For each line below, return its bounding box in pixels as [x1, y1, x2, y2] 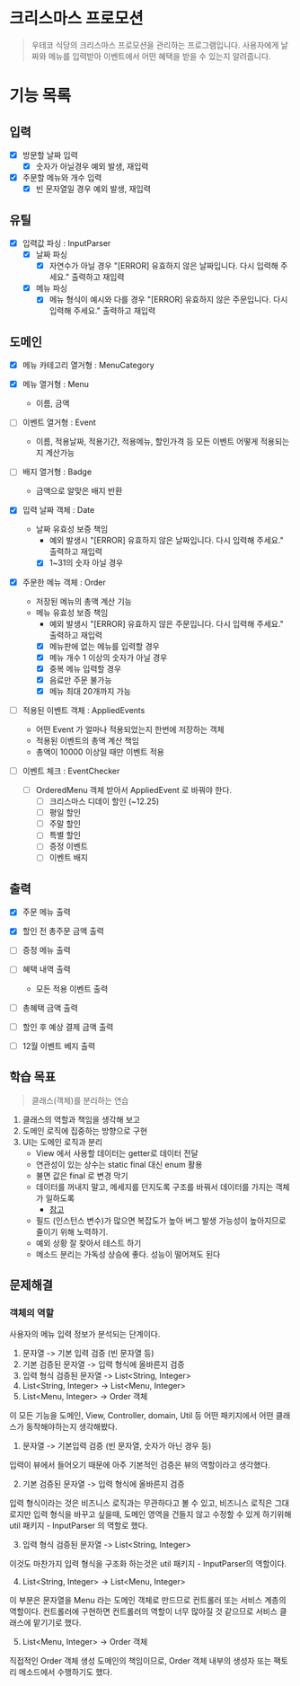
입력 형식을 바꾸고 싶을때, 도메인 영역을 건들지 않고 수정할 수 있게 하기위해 [32, 1509, 292, 1520]
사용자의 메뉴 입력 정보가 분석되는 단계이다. [9, 1328, 161, 1339]
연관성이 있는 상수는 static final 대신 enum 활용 [35, 1159, 203, 1170]
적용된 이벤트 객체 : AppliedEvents [22, 704, 146, 715]
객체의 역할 [9, 1306, 55, 1319]
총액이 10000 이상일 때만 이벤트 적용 [35, 746, 164, 757]
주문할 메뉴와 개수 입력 [22, 172, 102, 183]
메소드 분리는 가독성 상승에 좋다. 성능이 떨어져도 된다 [35, 1249, 221, 1259]
